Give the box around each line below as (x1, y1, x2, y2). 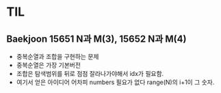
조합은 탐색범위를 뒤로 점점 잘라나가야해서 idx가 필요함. (16, 70, 164, 77)
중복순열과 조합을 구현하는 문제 (16, 53, 99, 60)
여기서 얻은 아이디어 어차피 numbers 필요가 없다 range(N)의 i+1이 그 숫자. (16, 78, 215, 86)
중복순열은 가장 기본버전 (16, 61, 81, 69)
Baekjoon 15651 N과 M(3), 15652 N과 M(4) (6, 33, 187, 44)
